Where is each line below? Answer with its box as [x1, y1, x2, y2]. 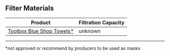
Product [31, 19, 51, 26]
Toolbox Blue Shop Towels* [8, 27, 74, 34]
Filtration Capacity [78, 19, 125, 26]
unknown [78, 27, 101, 34]
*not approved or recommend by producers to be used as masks [5, 45, 141, 51]
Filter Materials [5, 4, 54, 13]
